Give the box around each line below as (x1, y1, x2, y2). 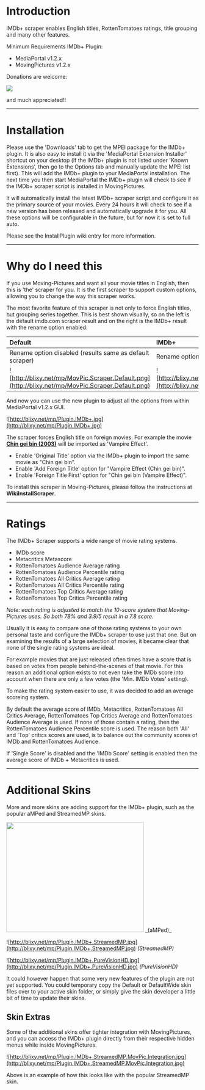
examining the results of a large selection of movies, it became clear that (6, 637, 189, 645)
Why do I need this (6, 260, 103, 273)
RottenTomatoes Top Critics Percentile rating (15, 594, 128, 601)
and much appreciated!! (6, 96, 67, 103)
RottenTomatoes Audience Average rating (15, 562, 120, 569)
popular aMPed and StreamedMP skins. (6, 810, 106, 817)
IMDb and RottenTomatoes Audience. (6, 738, 100, 745)
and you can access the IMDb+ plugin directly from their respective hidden (6, 1034, 195, 1042)
